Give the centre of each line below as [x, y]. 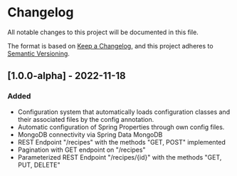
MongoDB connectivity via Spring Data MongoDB [90, 134]
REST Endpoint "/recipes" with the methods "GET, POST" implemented [122, 142]
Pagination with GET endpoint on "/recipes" [81, 150]
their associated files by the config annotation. [86, 119]
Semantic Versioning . [38, 53]
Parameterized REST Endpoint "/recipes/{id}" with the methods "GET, [120, 157]
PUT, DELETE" [39, 165]
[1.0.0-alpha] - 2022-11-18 [67, 76]
